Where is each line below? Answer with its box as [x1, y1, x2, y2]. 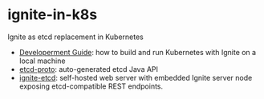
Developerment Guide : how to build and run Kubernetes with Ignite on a [18, 47, 257, 57]
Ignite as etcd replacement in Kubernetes [7, 32, 144, 42]
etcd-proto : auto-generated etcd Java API [18, 64, 158, 73]
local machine [18, 56, 66, 65]
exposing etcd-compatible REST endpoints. [18, 81, 164, 91]
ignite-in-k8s [7, 6, 98, 24]
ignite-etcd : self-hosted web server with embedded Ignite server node [18, 73, 253, 82]
